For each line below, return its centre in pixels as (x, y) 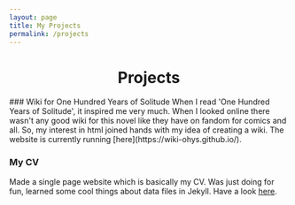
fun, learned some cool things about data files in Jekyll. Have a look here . (143, 191)
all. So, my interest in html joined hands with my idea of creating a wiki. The (147, 130)
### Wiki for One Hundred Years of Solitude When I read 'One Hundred (140, 102)
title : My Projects (45, 26)
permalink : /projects (49, 34)
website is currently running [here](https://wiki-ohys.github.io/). (125, 140)
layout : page (33, 17)
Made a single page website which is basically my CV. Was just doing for (142, 181)
